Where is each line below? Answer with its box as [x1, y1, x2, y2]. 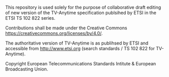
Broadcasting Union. [5, 66, 48, 72]
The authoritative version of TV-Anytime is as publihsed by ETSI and [5, 40, 149, 46]
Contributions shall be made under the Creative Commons [5, 25, 127, 31]
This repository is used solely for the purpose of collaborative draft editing [5, 5, 161, 10]
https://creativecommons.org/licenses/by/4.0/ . [5, 30, 103, 36]
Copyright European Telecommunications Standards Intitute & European [5, 61, 156, 66]
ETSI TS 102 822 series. [5, 15, 55, 21]
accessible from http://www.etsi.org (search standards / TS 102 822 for [5, 46, 155, 51]
